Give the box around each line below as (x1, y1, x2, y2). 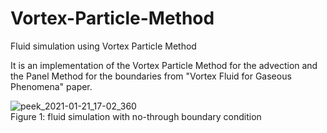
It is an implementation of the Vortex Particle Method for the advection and (10, 59, 318, 71)
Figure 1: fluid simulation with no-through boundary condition (10, 110, 262, 122)
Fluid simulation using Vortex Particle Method (10, 40, 197, 52)
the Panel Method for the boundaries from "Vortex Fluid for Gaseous (10, 70, 292, 82)
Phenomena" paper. (10, 80, 93, 92)
